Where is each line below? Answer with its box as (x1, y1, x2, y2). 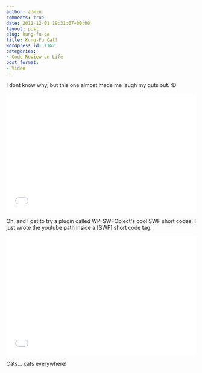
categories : (6, 48, 36, 54)
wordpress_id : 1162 (6, 43, 55, 49)
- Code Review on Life (6, 54, 63, 60)
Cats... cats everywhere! (6, 360, 67, 368)
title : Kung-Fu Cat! (6, 37, 58, 43)
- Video (6, 65, 26, 71)
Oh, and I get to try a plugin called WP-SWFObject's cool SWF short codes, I (6, 218, 196, 225)
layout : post (6, 25, 39, 32)
